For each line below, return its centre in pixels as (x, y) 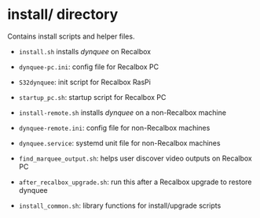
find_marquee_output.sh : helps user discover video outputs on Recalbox (135, 158)
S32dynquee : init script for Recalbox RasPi (84, 82)
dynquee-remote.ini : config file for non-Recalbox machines (114, 127)
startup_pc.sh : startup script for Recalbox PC (92, 97)
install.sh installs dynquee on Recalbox (84, 51)
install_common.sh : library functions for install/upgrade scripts (120, 205)
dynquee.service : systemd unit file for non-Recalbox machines (119, 142)
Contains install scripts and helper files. (71, 36)
